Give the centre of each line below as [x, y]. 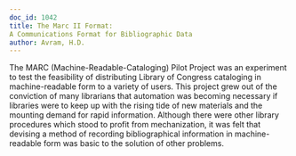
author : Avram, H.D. [48, 42]
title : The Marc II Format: [61, 26]
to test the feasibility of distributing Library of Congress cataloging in [136, 78]
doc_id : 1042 [33, 17]
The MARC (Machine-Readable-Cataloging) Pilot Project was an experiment [148, 68]
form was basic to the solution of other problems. [134, 144]
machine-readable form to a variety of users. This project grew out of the [143, 86]
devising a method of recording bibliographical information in [121, 134]
